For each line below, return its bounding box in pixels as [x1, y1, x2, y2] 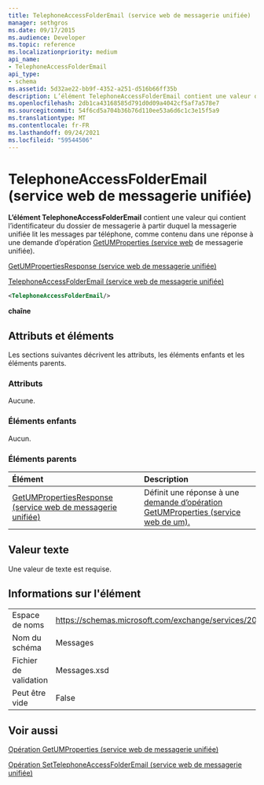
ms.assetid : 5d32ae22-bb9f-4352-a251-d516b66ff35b [8, 84, 178, 93]
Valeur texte [8, 543, 69, 556]
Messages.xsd [55, 664, 110, 675]
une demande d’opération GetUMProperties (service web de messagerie [8, 238, 244, 247]
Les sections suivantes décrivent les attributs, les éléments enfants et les [8, 350, 245, 359]
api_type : [8, 70, 41, 78]
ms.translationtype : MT [8, 114, 86, 122]
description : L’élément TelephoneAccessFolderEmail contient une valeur [8, 92, 251, 100]
